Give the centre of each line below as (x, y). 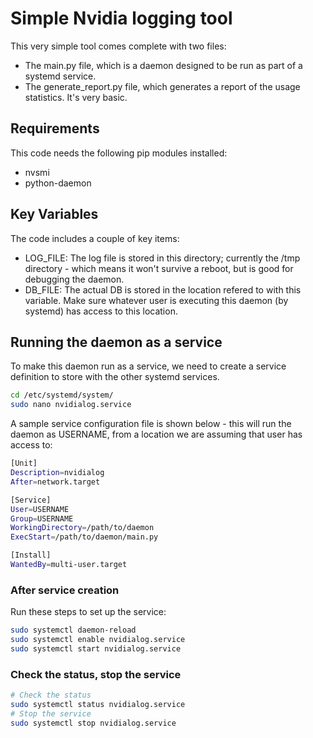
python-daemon (58, 183)
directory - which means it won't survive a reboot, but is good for (159, 268)
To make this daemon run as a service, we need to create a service (148, 366)
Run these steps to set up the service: (88, 612)
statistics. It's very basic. (76, 97)
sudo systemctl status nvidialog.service (98, 704)
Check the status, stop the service (96, 674)
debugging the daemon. (74, 279)
